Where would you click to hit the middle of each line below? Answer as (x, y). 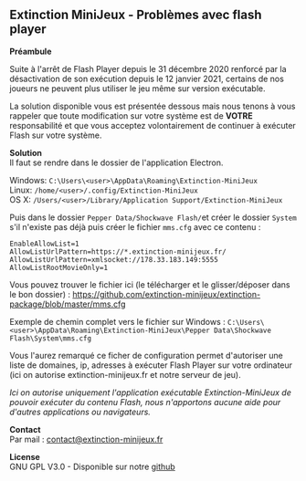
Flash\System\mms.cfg (51, 338)
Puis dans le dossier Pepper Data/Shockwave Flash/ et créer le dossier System (153, 217)
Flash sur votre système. (56, 135)
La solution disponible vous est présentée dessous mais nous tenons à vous (153, 106)
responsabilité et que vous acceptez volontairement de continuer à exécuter (153, 125)
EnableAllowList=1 (44, 244)
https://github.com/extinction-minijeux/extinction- (167, 294)
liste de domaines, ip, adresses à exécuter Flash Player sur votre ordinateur (151, 365)
